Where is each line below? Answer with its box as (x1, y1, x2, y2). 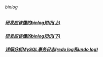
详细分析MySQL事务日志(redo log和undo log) (5, 46, 98, 52)
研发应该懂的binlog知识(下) (5, 33, 61, 39)
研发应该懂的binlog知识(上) (5, 20, 61, 26)
